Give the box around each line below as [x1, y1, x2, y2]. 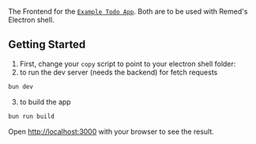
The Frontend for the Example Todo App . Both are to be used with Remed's [8, 7, 248, 16]
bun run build [8, 112, 55, 120]
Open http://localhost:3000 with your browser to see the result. [8, 127, 215, 136]
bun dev [8, 82, 34, 90]
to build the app [19, 97, 71, 106]
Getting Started [8, 38, 86, 51]
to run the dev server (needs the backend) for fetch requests [19, 67, 218, 77]
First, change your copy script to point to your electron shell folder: [19, 59, 236, 68]
